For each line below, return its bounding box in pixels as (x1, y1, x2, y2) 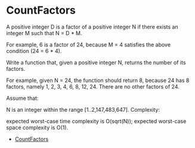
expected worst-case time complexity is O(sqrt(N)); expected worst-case (6, 117, 187, 125)
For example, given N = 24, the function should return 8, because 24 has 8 (6, 77, 190, 84)
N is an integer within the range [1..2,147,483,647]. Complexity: (6, 106, 160, 113)
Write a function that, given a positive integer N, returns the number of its (6, 59, 186, 66)
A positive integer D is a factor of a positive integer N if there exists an (6, 23, 178, 30)
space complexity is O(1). (6, 124, 69, 131)
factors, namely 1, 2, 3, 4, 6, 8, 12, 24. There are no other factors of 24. (6, 83, 180, 90)
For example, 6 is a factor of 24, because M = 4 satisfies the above (6, 41, 171, 48)
